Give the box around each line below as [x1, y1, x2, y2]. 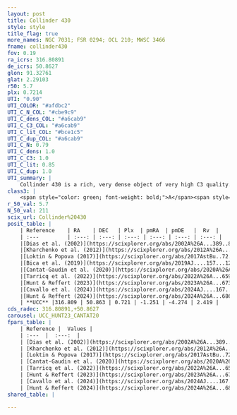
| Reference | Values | [20, 325, 93, 332]
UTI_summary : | [7, 174, 52, 181]
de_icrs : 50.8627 [7, 63, 59, 70]
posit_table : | [7, 220, 52, 227]
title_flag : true [7, 30, 59, 37]
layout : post [7, 10, 46, 18]
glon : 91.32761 [7, 69, 52, 76]
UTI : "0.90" [7, 96, 42, 103]
